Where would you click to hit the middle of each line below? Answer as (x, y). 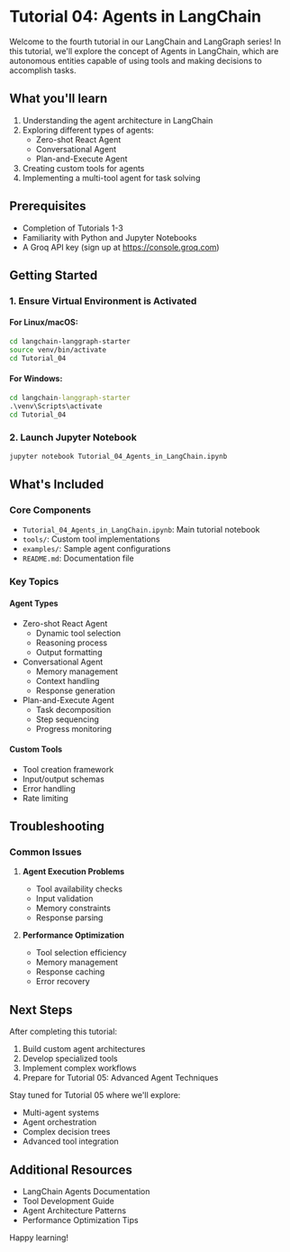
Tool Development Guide (68, 1202)
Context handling (68, 681)
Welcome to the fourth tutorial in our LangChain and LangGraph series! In (145, 41)
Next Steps (41, 1010)
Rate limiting (45, 798)
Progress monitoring (74, 728)
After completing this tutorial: (63, 1032)
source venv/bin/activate (58, 350)
